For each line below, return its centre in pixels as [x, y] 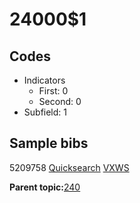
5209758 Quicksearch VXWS [69, 167]
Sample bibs [49, 143]
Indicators [44, 80]
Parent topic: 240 [45, 187]
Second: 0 [60, 101]
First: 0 [53, 91]
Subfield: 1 [45, 112]
